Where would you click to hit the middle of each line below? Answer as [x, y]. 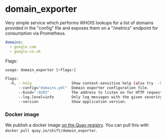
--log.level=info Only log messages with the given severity [90, 97]
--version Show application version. [72, 102]
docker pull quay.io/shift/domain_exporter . [51, 130]
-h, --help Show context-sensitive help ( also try [82, 83]
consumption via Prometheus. [36, 33]
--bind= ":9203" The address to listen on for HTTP [81, 93]
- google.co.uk [25, 51]
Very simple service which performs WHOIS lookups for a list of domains [79, 23]
